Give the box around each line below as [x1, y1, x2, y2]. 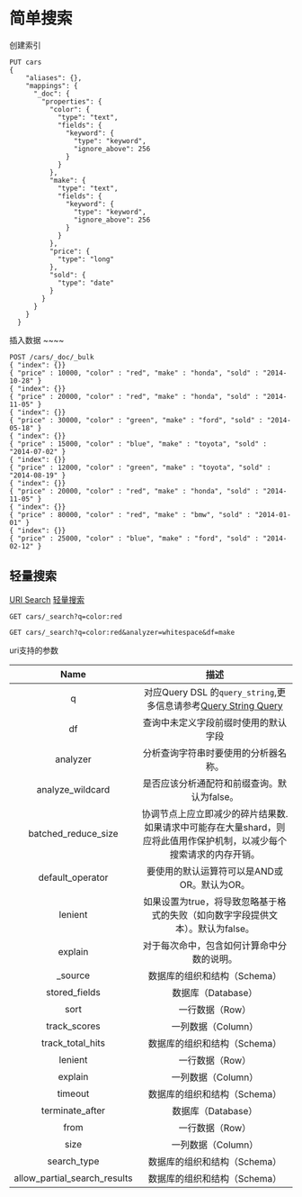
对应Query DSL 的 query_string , [143, 685, 277, 698]
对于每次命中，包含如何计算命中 [142, 939, 279, 951]
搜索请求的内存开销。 [169, 848, 261, 860]
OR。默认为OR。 [179, 878, 251, 891]
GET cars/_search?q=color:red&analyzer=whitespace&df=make [9, 628, 235, 637]
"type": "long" [57, 254, 115, 264]
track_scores [46, 1020, 101, 1032]
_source [57, 969, 91, 982]
